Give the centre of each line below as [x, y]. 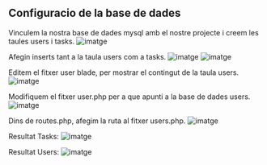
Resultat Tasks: [34, 136]
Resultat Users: [34, 151]
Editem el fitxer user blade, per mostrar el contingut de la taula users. [124, 72]
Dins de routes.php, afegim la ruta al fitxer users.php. [97, 121]
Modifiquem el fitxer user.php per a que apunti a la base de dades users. [129, 97]
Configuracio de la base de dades [95, 13]
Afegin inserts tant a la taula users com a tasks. [87, 56]
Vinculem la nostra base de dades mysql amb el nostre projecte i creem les [133, 32]
